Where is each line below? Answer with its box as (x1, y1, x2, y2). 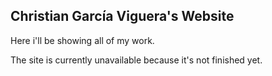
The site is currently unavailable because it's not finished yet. (10, 54, 263, 66)
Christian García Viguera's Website (10, 8, 235, 25)
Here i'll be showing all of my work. (10, 34, 155, 46)
